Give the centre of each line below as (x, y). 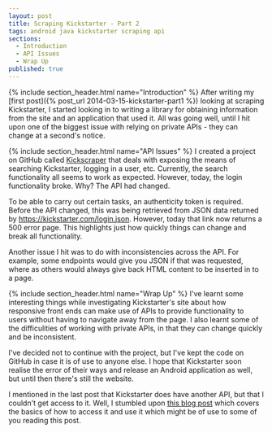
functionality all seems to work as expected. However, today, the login (125, 177)
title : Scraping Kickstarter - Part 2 (74, 24)
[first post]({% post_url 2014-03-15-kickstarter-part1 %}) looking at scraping (136, 101)
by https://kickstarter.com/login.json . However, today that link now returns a (135, 219)
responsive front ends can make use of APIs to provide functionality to (126, 311)
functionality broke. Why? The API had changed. (89, 186)
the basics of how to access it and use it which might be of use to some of (133, 411)
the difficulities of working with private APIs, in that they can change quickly (135, 328)
